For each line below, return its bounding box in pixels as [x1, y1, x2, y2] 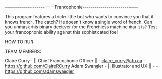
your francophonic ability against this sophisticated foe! [5, 29, 118, 35]
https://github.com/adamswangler [5, 68, 74, 74]
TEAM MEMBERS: [5, 49, 42, 54]
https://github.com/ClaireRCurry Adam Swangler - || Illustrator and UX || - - [5, 63, 158, 69]
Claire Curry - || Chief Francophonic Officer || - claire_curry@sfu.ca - [5, 58, 146, 63]
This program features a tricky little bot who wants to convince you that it [5, 14, 154, 19]
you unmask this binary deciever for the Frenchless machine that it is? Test [5, 24, 157, 30]
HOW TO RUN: [5, 39, 35, 45]
